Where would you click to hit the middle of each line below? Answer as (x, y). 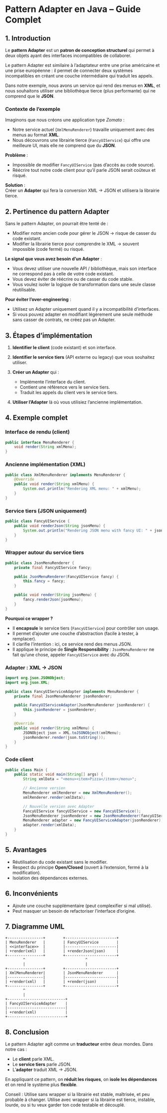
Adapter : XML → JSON (34, 667)
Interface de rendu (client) (38, 432)
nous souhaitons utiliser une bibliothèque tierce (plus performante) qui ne (80, 91)
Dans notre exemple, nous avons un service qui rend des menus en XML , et (83, 85)
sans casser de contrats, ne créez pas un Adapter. (64, 320)
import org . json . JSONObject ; (35, 678)
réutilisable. (24, 290)
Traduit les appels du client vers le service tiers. (69, 392)
